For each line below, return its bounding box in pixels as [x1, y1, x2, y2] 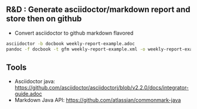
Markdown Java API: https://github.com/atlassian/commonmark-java [14, 97, 181, 104]
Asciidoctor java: [14, 78, 56, 85]
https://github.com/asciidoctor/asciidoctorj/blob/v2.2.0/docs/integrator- [14, 84, 189, 91]
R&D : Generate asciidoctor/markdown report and [6, 5, 191, 15]
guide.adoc [14, 90, 42, 97]
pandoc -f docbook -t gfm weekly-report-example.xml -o [6, 46, 145, 52]
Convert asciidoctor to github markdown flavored [14, 29, 134, 36]
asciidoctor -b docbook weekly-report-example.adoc [6, 40, 135, 46]
